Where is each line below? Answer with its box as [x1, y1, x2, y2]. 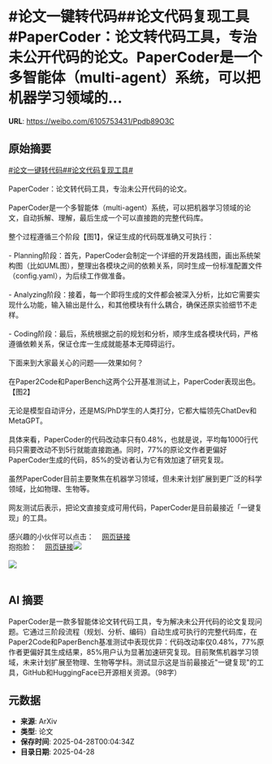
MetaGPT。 [8, 416, 47, 426]
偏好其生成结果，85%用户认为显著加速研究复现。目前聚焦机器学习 [29, 647, 252, 657]
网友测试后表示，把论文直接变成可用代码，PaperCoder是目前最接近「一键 [8, 502, 256, 513]
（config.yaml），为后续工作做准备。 [8, 270, 130, 281]
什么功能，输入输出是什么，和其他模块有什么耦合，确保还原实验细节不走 [15, 299, 257, 309]
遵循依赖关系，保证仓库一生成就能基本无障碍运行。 [8, 338, 179, 348]
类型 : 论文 [19, 727, 54, 736]
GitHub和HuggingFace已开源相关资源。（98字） [22, 667, 182, 677]
